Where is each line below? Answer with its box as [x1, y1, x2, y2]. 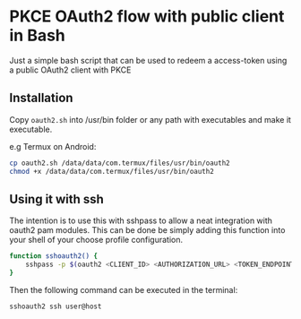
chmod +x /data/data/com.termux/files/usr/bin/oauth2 [9, 167, 215, 176]
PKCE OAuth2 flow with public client [9, 6, 285, 27]
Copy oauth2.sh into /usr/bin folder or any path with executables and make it [9, 114, 291, 125]
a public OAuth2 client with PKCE [9, 65, 132, 75]
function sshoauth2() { [9, 252, 99, 261]
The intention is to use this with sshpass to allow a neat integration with [9, 215, 273, 226]
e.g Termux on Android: [9, 141, 97, 151]
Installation [9, 91, 73, 106]
